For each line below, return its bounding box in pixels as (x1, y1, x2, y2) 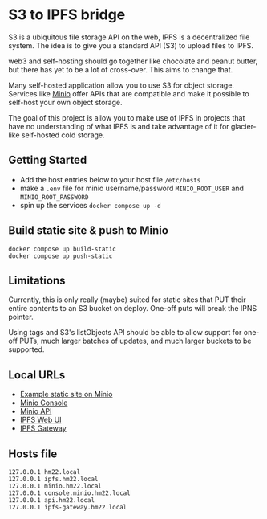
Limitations (8, 273, 66, 287)
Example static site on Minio (19, 390, 113, 399)
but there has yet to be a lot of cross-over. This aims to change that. (8, 64, 233, 74)
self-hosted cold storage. (21, 130, 106, 140)
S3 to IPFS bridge (8, 6, 126, 24)
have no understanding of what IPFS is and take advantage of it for (8, 121, 230, 131)
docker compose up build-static (8, 245, 116, 253)
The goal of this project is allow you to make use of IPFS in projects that (8, 112, 245, 122)
